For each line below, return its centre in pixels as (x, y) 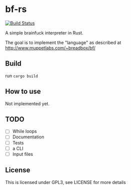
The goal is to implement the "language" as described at (63, 42)
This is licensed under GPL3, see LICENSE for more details (65, 182)
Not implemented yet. (27, 103)
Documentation (28, 137)
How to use (23, 91)
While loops (24, 131)
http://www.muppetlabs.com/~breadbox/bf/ (50, 48)
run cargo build (22, 76)
